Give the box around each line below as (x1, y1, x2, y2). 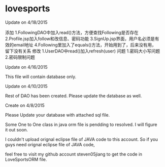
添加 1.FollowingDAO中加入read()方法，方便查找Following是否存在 (5, 29, 139, 35)
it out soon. (5, 126, 28, 132)
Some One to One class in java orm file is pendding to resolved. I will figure (5, 122, 158, 127)
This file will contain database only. (5, 74, 76, 80)
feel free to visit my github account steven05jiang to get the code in (5, 151, 143, 157)
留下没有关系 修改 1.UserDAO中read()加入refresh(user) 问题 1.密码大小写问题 (5, 48, 160, 54)
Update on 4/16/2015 (5, 64, 48, 70)
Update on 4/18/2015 (5, 19, 48, 25)
